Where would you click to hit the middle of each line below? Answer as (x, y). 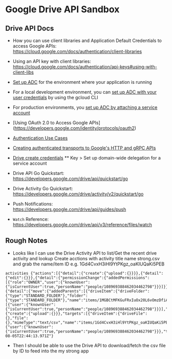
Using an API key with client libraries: (52, 61)
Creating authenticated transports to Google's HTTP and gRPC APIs (84, 148)
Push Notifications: (33, 204)
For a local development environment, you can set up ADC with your (85, 92)
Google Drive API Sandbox (62, 9)
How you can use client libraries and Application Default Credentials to (87, 40)
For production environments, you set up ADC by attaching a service (85, 107)
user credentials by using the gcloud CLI (55, 97)
